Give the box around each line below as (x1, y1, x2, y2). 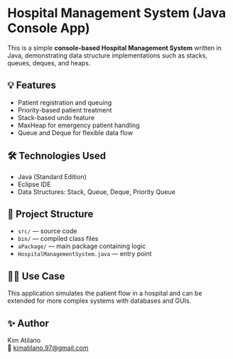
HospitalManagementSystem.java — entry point (17, 250, 152, 258)
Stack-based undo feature (17, 113, 94, 122)
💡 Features (7, 80, 57, 92)
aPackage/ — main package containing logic (17, 242, 146, 250)
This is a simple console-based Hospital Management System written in (7, 43, 222, 52)
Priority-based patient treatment (17, 105, 112, 114)
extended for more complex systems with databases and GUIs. (7, 296, 192, 305)
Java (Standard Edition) (17, 172, 87, 181)
